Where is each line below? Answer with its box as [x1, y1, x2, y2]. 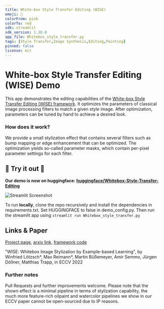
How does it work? [5, 123, 50, 130]
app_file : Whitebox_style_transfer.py [5, 35, 84, 40]
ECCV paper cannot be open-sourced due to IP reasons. [5, 298, 119, 304]
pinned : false [5, 44, 34, 48]
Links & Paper [5, 226, 48, 235]
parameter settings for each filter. [5, 150, 73, 156]
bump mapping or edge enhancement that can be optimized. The [5, 140, 137, 146]
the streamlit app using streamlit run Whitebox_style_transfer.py [5, 212, 141, 218]
